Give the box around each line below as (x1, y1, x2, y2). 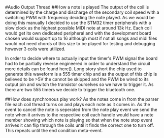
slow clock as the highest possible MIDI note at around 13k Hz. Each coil (5, 25, 152, 31)
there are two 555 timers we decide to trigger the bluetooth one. (5, 87, 135, 92)
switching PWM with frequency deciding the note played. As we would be (5, 15, 155, 20)
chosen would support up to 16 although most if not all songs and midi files (5, 35, 158, 41)
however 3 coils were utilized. (5, 46, 66, 52)
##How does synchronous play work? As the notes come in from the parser (5, 96, 159, 102)
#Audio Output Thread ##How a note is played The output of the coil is (5, 4, 149, 10)
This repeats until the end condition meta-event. (5, 128, 103, 133)
